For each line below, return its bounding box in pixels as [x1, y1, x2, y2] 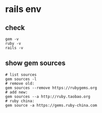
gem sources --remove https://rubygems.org [5, 85, 97, 90]
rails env [5, 3, 41, 15]
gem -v [5, 36, 19, 41]
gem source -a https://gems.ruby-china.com [5, 102, 97, 108]
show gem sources [5, 59, 66, 67]
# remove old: [5, 81, 35, 86]
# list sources [5, 72, 37, 77]
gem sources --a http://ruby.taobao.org [5, 94, 91, 99]
